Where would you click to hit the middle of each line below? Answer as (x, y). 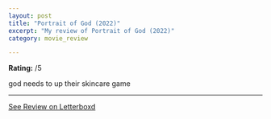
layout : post (30, 16)
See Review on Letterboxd (52, 107)
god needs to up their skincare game (69, 84)
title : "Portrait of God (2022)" (65, 23)
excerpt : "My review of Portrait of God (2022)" (92, 31)
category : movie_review (48, 38)
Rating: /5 (25, 68)
